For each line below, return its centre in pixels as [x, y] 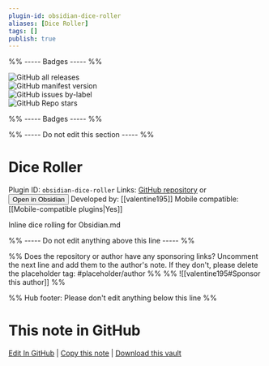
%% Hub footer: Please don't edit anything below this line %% [113, 298]
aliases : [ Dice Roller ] [49, 24]
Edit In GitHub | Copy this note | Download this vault [95, 353]
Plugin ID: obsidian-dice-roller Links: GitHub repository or [107, 190]
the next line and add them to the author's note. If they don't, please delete [133, 265]
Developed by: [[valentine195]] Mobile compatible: [154, 199]
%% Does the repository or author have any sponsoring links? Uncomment [133, 256]
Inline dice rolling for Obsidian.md [65, 225]
